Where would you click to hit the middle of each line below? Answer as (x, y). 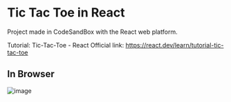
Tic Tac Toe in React (66, 13)
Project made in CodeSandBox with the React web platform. (92, 32)
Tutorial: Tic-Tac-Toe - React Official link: (66, 45)
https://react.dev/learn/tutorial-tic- (175, 45)
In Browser (31, 74)
